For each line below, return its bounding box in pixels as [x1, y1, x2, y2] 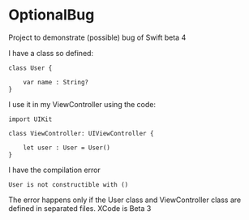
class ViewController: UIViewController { [8, 129, 154, 137]
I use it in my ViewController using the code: [8, 99, 157, 109]
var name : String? [23, 78, 89, 86]
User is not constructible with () [8, 180, 129, 188]
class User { [8, 63, 53, 72]
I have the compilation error [8, 165, 101, 175]
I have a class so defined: [8, 48, 94, 58]
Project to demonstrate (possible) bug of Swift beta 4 [8, 32, 187, 42]
